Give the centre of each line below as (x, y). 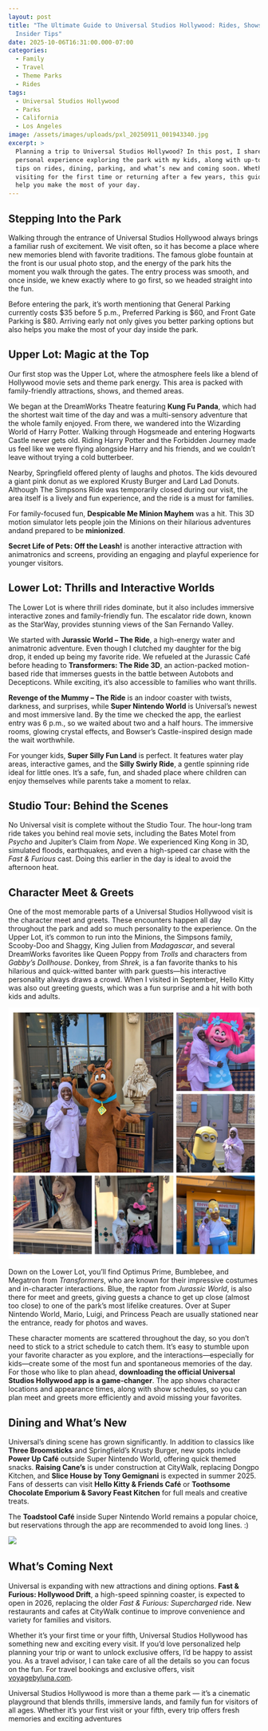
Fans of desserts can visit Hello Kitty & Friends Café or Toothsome (119, 1484)
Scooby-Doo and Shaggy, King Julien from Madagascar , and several (122, 946)
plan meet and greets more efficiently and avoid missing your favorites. (125, 1397)
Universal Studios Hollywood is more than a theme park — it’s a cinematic (130, 1693)
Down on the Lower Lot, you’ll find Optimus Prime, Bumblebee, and (118, 1272)
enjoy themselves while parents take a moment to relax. (100, 781)
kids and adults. (34, 997)
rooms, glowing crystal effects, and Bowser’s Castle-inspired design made (130, 731)
